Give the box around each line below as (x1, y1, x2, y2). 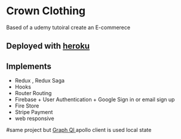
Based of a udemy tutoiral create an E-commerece (6, 24, 130, 31)
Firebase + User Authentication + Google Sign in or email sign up (14, 96, 175, 103)
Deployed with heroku (6, 41, 90, 51)
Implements (6, 61, 52, 71)
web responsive (14, 115, 55, 122)
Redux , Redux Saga (14, 77, 65, 84)
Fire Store (14, 102, 39, 109)
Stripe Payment (14, 109, 53, 116)
